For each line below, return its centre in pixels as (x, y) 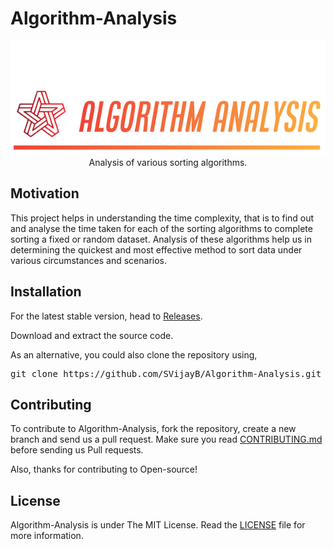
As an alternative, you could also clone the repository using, (134, 354)
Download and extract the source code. (92, 335)
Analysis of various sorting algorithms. (168, 162)
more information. (47, 536)
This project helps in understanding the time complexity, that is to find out (162, 218)
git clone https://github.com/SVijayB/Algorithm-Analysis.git (166, 373)
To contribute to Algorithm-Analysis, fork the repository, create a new (153, 429)
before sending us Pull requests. (77, 450)
